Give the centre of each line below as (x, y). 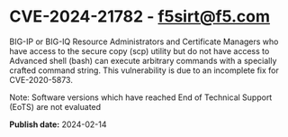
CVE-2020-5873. (41, 79)
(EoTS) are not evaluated (55, 106)
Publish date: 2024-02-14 (58, 124)
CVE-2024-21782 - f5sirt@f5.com (140, 17)
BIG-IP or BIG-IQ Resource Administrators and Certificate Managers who (144, 41)
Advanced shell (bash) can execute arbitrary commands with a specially (143, 60)
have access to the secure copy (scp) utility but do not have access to (139, 50)
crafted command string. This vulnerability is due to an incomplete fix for (144, 70)
